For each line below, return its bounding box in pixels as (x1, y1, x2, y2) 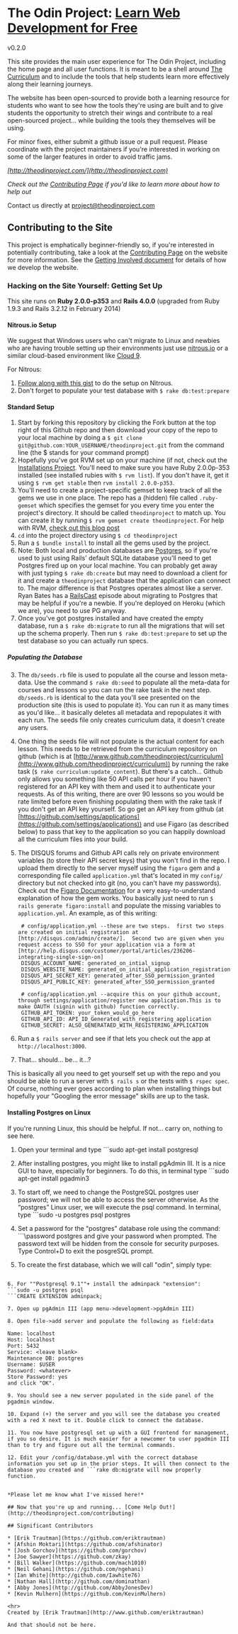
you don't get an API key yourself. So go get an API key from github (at (17, 805, 225, 813)
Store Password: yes (7, 1373, 69, 1380)
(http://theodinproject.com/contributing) (7, 1509, 135, 1517)
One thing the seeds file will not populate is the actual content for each (17, 737, 225, 745)
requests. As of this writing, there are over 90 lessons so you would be (17, 790, 225, 799)
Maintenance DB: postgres (7, 1355, 84, 1362)
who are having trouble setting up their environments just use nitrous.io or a (7, 344, 229, 352)
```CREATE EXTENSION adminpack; (7, 1292, 103, 1300)
